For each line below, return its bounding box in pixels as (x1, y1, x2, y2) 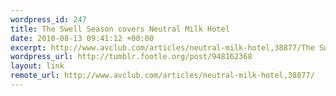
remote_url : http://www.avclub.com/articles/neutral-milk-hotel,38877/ (10, 71, 315, 81)
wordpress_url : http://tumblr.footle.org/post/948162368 (10, 52, 253, 62)
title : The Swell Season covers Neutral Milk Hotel (10, 24, 230, 34)
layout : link (10, 61, 65, 71)
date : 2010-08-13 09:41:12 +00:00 (10, 33, 155, 43)
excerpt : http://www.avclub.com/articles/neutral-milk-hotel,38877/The (10, 42, 315, 53)
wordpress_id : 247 (10, 14, 87, 25)
